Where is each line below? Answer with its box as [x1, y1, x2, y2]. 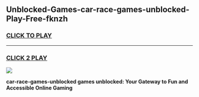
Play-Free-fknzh [6, 14, 68, 24]
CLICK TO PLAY [6, 32, 52, 40]
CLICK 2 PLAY [6, 53, 47, 62]
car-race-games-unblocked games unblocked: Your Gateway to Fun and [6, 78, 188, 85]
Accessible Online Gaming [6, 84, 73, 91]
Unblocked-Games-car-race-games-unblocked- [6, 5, 190, 15]
